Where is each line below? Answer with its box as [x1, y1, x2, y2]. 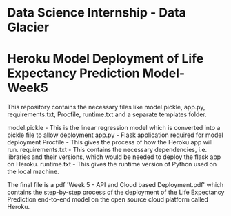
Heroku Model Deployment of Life [7, 51, 204, 67]
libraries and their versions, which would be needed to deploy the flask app [7, 153, 221, 161]
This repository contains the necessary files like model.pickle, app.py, [7, 103, 205, 111]
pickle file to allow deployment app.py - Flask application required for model [7, 131, 223, 139]
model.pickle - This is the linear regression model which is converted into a [7, 124, 221, 132]
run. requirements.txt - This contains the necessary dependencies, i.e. [7, 146, 208, 154]
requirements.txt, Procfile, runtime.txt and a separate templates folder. [7, 110, 207, 118]
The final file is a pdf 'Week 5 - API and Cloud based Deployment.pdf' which [7, 181, 224, 189]
